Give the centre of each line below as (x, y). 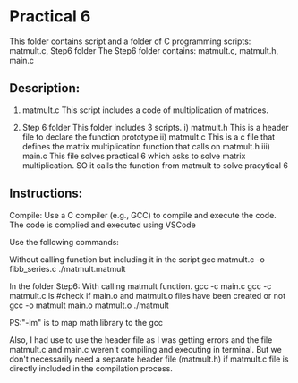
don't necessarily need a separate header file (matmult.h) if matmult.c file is (149, 359)
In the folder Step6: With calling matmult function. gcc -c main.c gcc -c (140, 286)
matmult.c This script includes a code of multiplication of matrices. (145, 110)
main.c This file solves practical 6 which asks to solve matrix (134, 156)
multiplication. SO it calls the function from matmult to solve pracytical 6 (155, 165)
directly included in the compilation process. (91, 368)
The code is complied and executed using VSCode (103, 225)
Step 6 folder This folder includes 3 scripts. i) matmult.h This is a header (155, 127)
